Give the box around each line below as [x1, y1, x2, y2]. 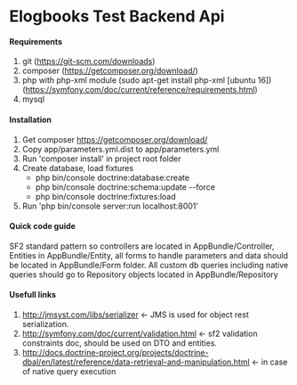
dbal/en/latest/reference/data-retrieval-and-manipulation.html [21, 356, 251, 367]
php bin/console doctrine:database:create [35, 172, 189, 183]
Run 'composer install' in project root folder [21, 153, 181, 164]
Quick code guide [9, 221, 76, 232]
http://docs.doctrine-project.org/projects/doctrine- [21, 348, 209, 357]
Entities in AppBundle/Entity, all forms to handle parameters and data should [9, 250, 289, 260]
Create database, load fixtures [21, 162, 134, 173]
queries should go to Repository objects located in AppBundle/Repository [9, 269, 278, 280]
